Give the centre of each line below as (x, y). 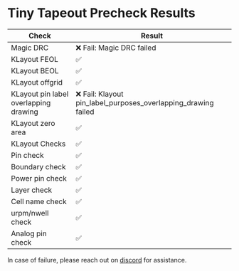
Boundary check (38, 166)
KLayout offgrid (37, 82)
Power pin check (39, 178)
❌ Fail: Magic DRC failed (116, 48)
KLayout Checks (38, 144)
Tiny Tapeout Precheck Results (101, 13)
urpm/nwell (30, 213)
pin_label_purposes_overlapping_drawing (145, 102)
